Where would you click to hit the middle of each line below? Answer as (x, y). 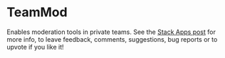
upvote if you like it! (36, 47)
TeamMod (37, 12)
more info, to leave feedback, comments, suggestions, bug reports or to (112, 39)
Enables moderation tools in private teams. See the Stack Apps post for (111, 32)
